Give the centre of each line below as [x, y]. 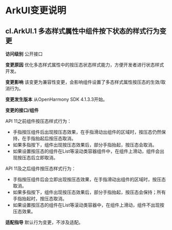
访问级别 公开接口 [24, 54]
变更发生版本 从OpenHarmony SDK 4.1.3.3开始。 [56, 99]
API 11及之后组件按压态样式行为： [41, 169]
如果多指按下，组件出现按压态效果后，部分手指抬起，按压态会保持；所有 [89, 192]
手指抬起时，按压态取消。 [40, 198]
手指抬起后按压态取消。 [51, 138]
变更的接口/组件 [22, 110]
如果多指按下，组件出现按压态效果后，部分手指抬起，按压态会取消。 [85, 145]
